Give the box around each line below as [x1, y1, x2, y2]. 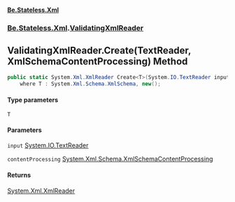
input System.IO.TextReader [7, 141, 89, 150]
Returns [7, 171, 31, 180]
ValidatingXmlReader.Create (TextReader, [7, 44, 191, 56]
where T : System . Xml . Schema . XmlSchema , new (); [20, 80, 161, 87]
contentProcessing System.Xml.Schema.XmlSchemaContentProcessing [7, 154, 213, 164]
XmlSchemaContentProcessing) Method [7, 55, 188, 67]
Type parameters [7, 95, 59, 104]
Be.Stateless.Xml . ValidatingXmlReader [7, 23, 144, 33]
